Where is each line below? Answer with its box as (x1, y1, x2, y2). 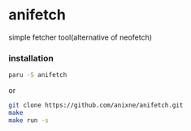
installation (8, 53, 54, 64)
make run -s (8, 116, 49, 125)
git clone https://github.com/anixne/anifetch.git (8, 101, 184, 110)
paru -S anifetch (8, 71, 67, 79)
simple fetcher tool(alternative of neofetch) (8, 32, 153, 42)
